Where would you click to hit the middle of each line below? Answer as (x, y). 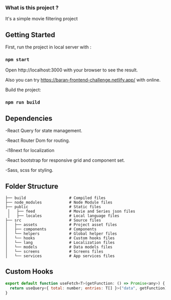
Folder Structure (32, 186)
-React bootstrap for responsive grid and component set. (65, 160)
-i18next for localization (30, 151)
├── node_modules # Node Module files (59, 202)
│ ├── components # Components (51, 229)
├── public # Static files (53, 207)
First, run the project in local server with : (48, 47)
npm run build (23, 103)
